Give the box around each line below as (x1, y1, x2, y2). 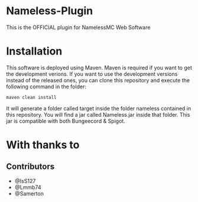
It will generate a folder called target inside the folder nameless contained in (6, 105, 191, 112)
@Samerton (14, 190, 44, 197)
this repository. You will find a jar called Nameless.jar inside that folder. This (6, 111, 190, 118)
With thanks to (6, 138, 80, 152)
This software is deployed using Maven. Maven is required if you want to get (6, 64, 192, 71)
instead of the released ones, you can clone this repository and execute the (6, 76, 190, 84)
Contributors (6, 162, 55, 172)
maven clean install (6, 94, 57, 100)
